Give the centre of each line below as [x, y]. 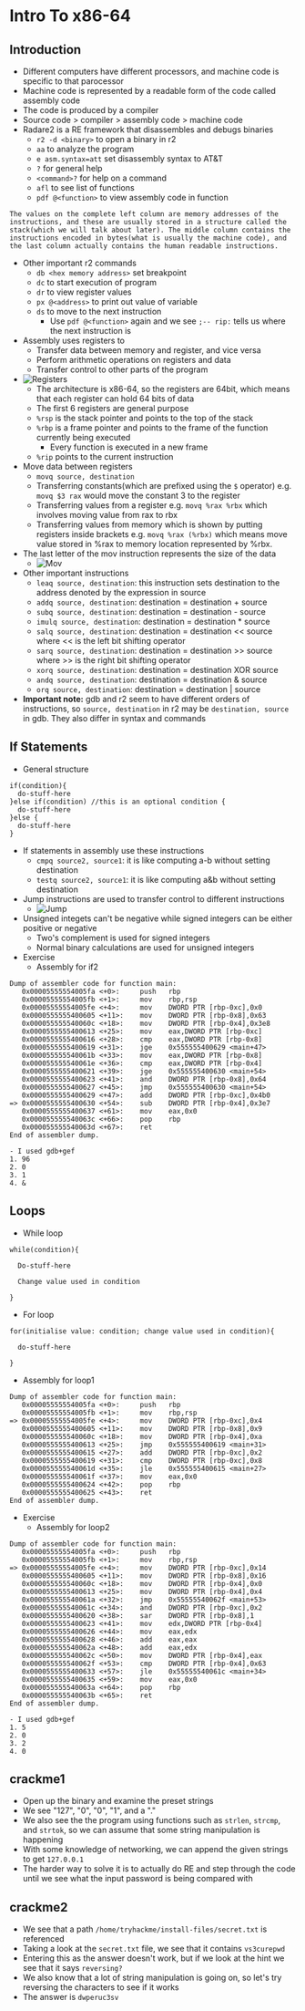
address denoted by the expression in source [121, 592]
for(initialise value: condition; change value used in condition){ [142, 1331]
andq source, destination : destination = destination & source [152, 679]
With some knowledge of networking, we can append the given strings [155, 1850]
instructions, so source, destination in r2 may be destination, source [156, 709]
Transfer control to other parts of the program [122, 369]
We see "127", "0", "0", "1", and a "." [89, 1810]
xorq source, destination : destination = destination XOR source [158, 670]
